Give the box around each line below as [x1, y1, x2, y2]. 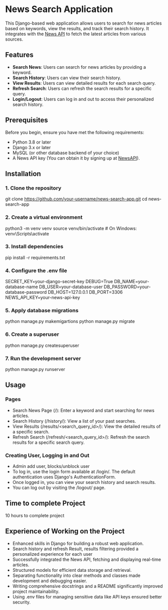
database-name [5, 284, 39, 290]
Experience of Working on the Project [5, 527, 125, 536]
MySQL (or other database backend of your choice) [12, 150, 119, 156]
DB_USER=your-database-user [39, 284, 103, 290]
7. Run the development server [5, 355, 81, 362]
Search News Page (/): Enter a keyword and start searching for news [12, 407, 154, 413]
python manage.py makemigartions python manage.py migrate [5, 318, 135, 324]
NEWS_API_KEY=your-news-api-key [5, 295, 80, 301]
